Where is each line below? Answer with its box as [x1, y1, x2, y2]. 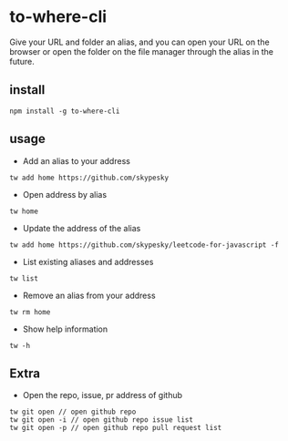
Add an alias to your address [22, 155, 130, 166]
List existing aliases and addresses [22, 256, 154, 267]
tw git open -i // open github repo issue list [9, 415, 194, 425]
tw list [9, 273, 39, 283]
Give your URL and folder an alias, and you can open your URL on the [9, 36, 271, 47]
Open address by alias [22, 189, 108, 200]
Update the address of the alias [22, 222, 141, 233]
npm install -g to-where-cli [9, 107, 120, 116]
